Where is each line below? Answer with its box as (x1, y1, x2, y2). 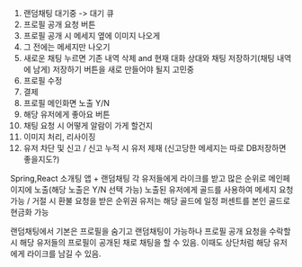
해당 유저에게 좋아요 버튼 (22, 109, 111, 120)
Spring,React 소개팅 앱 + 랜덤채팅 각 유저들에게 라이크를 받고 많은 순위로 (10, 174, 267, 183)
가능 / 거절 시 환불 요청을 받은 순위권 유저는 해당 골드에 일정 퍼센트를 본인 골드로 (10, 196, 291, 206)
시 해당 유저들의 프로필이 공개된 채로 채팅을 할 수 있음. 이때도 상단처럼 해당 (10, 237, 271, 247)
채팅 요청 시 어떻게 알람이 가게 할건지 (22, 120, 154, 130)
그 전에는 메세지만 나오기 (22, 41, 111, 52)
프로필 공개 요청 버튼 (22, 19, 96, 30)
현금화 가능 (10, 207, 49, 218)
